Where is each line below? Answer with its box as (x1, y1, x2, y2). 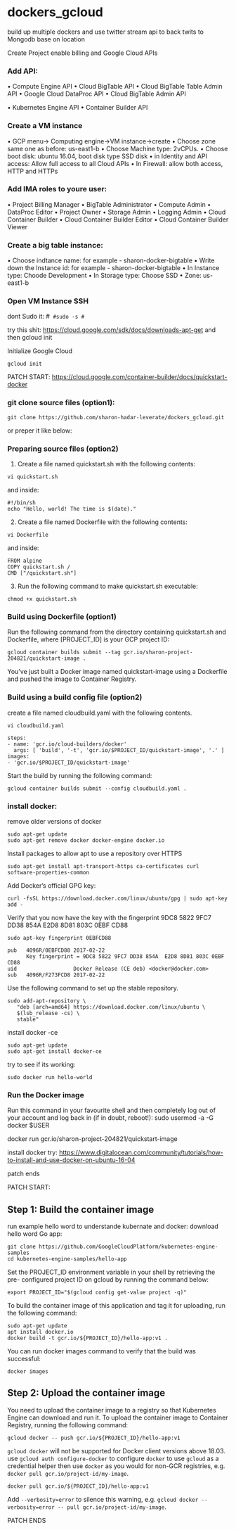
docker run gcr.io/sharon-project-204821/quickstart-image (7, 1135, 178, 1143)
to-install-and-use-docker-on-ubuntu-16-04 (7, 1156, 136, 1164)
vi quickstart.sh (7, 473, 58, 480)
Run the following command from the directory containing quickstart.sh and (7, 627, 227, 637)
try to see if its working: (7, 1060, 76, 1069)
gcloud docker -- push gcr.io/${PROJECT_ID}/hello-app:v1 (7, 1434, 181, 1441)
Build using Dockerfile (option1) (7, 611, 117, 621)
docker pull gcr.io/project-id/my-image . (7, 1469, 129, 1477)
